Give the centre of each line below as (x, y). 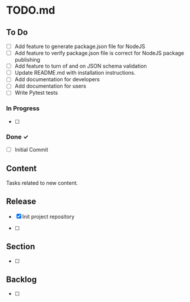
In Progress (23, 108)
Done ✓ (17, 137)
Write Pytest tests (36, 93)
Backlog (22, 279)
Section (21, 247)
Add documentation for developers (57, 79)
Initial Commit (31, 150)
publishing (27, 60)
